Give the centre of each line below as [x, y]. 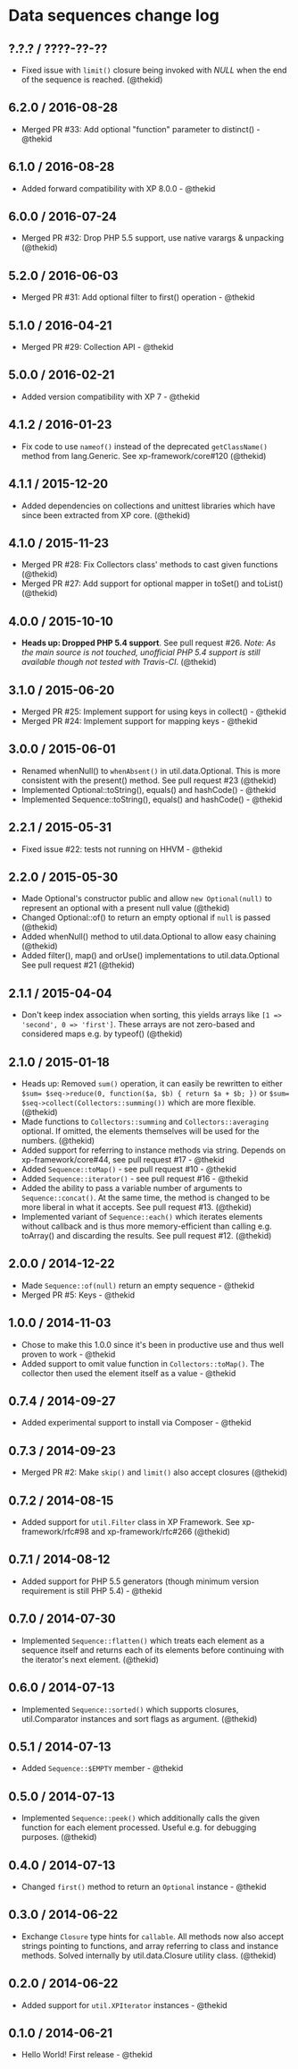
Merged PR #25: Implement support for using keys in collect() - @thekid [153, 711]
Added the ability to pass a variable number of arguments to [132, 1188]
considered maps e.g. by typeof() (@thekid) [102, 1034]
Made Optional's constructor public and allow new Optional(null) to [147, 898]
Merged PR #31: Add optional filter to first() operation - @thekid [138, 297]
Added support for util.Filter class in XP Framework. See [130, 1522]
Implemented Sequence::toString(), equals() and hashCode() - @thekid [152, 799]
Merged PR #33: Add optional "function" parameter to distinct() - [141, 129]
